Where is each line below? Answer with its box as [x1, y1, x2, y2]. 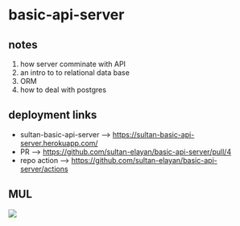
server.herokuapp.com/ [19, 138, 98, 148]
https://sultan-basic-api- [112, 129, 195, 139]
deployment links [8, 108, 97, 122]
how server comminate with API [19, 59, 126, 69]
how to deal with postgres [19, 85, 107, 94]
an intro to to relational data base [19, 68, 130, 77]
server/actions [19, 164, 68, 174]
